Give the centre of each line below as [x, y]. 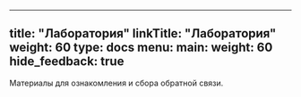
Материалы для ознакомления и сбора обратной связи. [116, 83]
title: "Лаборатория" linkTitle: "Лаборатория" [143, 33]
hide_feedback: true [67, 62]
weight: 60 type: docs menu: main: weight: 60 [141, 48]
